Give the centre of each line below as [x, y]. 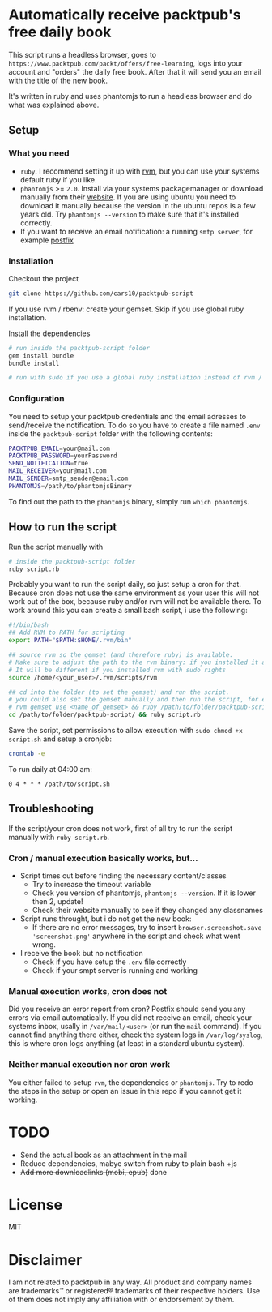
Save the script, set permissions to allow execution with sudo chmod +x [125, 731]
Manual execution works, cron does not [88, 991]
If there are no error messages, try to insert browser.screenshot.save [147, 928]
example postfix [47, 240]
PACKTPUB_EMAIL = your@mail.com [59, 448]
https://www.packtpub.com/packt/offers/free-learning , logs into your [125, 63]
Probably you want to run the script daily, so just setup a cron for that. [125, 585]
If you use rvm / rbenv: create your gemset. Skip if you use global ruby [126, 309]
